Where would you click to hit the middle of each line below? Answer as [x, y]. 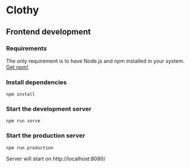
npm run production [30, 148]
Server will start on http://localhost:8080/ [56, 159]
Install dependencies [37, 82]
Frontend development [49, 32]
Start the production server [46, 136]
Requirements [27, 48]
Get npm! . [18, 67]
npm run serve [23, 121]
